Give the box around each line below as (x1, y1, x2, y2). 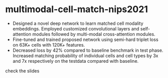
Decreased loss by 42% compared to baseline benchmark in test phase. (12, 47, 163, 53)
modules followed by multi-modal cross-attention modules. (32, 31, 156, 37)
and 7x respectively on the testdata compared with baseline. (12, 58, 139, 64)
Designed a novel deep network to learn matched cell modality (12, 20, 143, 26)
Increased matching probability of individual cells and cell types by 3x (12, 52, 158, 59)
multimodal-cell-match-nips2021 (5, 4, 148, 15)
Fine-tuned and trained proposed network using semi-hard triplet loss (12, 36, 158, 43)
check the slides (5, 67, 39, 74)
